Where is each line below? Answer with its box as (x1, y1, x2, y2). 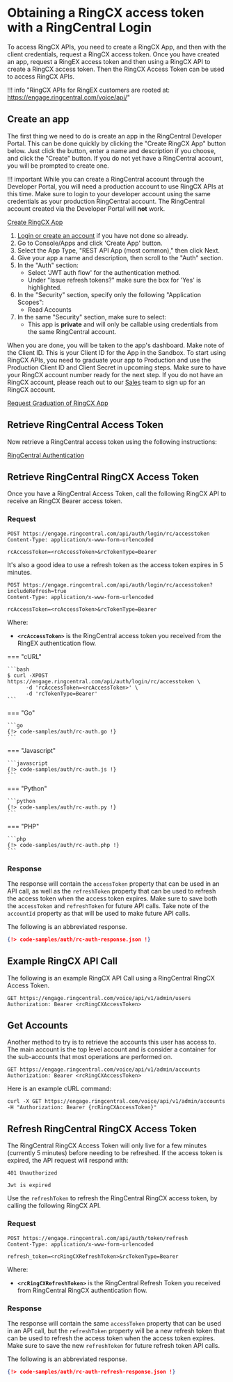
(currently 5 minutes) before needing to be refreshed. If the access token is (7, 1149, 223, 1157)
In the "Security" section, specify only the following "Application (17, 290, 202, 299)
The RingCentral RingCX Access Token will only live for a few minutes (7, 1141, 207, 1150)
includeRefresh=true (7, 587, 67, 594)
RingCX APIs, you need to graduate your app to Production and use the (7, 356, 211, 364)
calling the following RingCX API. (7, 1202, 101, 1210)
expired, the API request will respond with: (7, 1157, 129, 1165)
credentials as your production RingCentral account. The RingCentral (7, 197, 205, 205)
